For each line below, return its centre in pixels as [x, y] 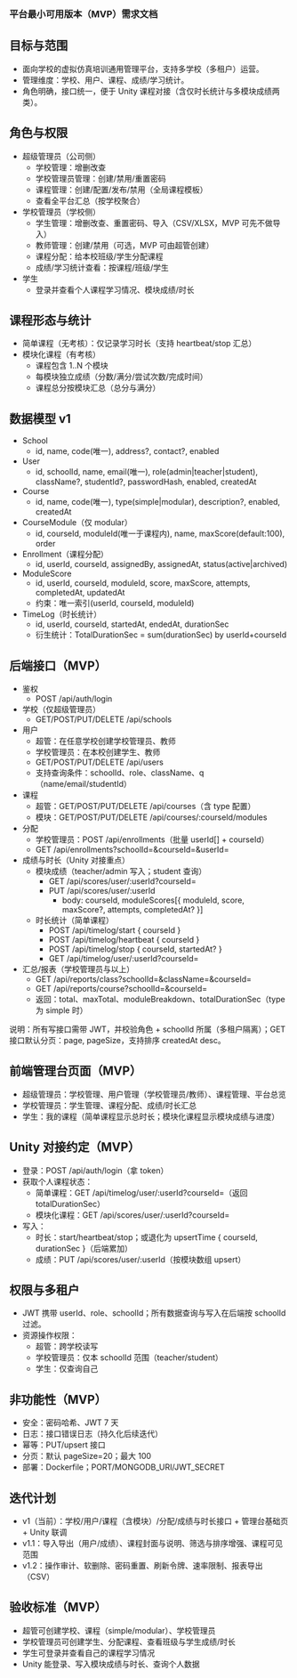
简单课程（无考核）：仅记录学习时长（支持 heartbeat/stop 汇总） [139, 344]
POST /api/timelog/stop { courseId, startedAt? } [135, 949]
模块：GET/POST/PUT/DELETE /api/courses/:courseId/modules [151, 817]
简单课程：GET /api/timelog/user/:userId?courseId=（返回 [141, 1192]
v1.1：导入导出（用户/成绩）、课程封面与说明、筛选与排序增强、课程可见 [152, 1544]
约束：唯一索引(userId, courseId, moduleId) [115, 604]
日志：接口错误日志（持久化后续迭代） [92, 1434]
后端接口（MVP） [58, 665]
